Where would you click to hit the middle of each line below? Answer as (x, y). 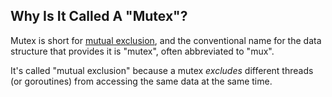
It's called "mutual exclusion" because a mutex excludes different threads (162, 70)
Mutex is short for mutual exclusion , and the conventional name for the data (166, 40)
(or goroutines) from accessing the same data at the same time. (141, 81)
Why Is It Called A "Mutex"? (99, 16)
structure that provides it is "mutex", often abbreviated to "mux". (142, 51)
